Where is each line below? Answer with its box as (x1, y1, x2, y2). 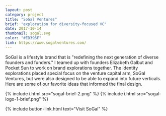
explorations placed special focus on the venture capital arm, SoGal (5, 70, 145, 76)
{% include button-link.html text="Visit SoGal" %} (5, 105, 108, 111)
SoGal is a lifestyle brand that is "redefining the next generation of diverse (5, 54, 159, 60)
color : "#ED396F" (5, 36, 42, 41)
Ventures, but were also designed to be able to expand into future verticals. (5, 75, 161, 81)
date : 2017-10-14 (5, 26, 42, 31)
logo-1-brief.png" (5, 96, 41, 102)
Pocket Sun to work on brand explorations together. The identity (5, 65, 138, 71)
